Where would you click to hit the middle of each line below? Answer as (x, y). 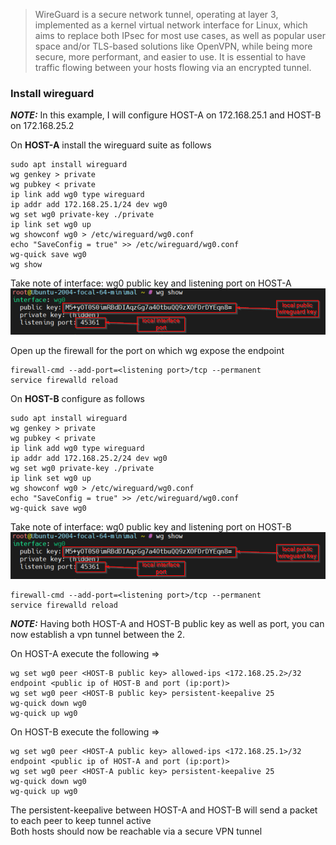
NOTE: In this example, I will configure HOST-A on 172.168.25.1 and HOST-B (166, 115)
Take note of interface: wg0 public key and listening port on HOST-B (151, 527)
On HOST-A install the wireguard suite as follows (111, 145)
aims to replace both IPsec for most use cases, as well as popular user (180, 35)
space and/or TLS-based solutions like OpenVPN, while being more (173, 46)
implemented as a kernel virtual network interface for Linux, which (171, 25)
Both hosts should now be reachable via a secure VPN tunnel (136, 831)
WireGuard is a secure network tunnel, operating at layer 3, (156, 14)
